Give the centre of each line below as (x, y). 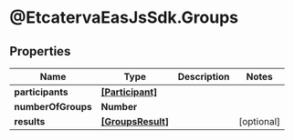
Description (204, 77)
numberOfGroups (53, 107)
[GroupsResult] (135, 121)
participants (41, 92)
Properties (40, 51)
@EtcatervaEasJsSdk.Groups (124, 18)
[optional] (260, 121)
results (30, 121)
